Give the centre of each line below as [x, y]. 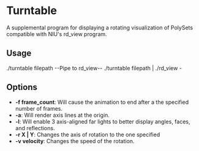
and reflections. [35, 128]
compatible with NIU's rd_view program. [57, 34]
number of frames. [39, 108]
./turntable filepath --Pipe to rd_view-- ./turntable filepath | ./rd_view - [94, 68]
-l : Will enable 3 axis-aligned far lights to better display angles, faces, [103, 121]
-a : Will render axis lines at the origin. [62, 115]
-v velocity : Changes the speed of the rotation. [75, 141]
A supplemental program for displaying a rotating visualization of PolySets [100, 28]
